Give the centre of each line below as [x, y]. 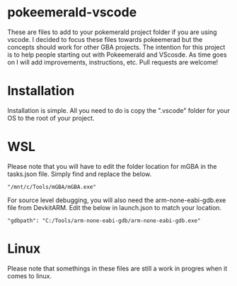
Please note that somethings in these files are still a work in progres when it [117, 268]
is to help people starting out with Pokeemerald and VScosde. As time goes [117, 55]
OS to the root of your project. [51, 118]
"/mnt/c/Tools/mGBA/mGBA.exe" [52, 187]
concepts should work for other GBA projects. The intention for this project [116, 47]
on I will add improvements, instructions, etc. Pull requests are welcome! [113, 62]
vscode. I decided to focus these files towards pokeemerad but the [105, 39]
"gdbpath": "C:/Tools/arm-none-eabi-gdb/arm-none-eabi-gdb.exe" [104, 221]
